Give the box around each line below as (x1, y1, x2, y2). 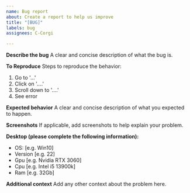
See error (14, 93, 38, 100)
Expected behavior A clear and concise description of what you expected (6, 104, 185, 111)
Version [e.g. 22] (14, 150, 56, 158)
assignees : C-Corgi (6, 30, 54, 36)
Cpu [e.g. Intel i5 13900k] (14, 163, 76, 170)
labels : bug (6, 25, 35, 31)
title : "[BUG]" (6, 19, 43, 25)
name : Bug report (6, 8, 49, 15)
